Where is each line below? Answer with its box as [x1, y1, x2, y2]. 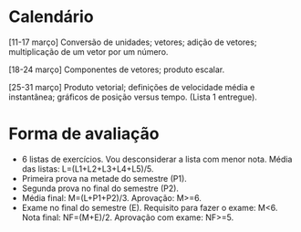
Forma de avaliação [8, 123, 160, 144]
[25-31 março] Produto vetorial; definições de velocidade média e [8, 81, 255, 92]
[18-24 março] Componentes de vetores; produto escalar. [8, 64, 225, 75]
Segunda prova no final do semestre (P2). [21, 183, 180, 194]
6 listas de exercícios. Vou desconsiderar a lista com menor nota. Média [21, 153, 293, 164]
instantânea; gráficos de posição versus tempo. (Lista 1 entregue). [8, 91, 257, 102]
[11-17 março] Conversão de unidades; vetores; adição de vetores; [8, 37, 257, 47]
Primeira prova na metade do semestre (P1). [21, 173, 188, 184]
